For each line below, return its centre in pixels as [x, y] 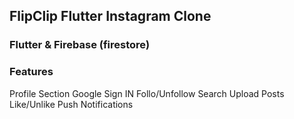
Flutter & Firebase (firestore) [80, 45]
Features [31, 72]
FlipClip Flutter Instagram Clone [110, 16]
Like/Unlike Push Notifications [71, 104]
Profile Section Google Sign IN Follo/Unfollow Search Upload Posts [147, 93]
